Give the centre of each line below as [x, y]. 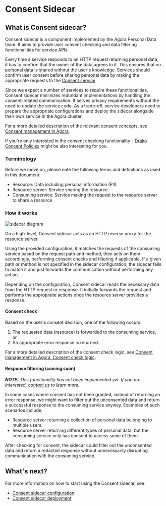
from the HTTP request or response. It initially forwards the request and [78, 289]
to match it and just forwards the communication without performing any [79, 269]
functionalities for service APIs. [37, 50]
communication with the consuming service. [50, 456]
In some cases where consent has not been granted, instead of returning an [83, 394]
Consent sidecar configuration [43, 493]
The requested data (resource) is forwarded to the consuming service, [84, 332]
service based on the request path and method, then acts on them [73, 253]
